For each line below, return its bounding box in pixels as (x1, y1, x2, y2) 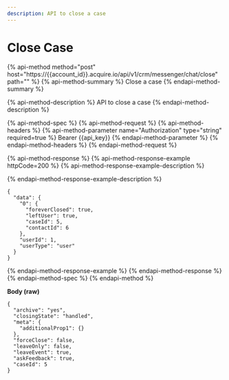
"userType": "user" (19, 242, 76, 249)
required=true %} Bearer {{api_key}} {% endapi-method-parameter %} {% (7, 133, 219, 141)
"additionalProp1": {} (19, 325, 85, 332)
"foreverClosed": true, (25, 206, 94, 213)
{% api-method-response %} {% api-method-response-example (7, 154, 190, 162)
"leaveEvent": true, (13, 349, 72, 356)
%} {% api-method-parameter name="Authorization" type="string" (32, 126, 222, 134)
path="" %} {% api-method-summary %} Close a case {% (7, 77, 173, 86)
